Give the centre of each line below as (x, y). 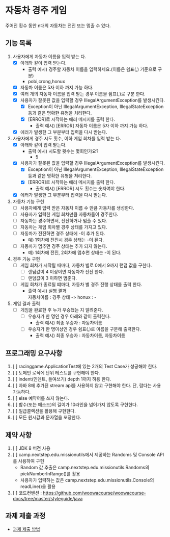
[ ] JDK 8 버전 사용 (32, 448)
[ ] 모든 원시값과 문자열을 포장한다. (47, 417)
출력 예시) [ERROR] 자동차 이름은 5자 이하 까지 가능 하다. (92, 126)
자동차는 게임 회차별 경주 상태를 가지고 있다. (64, 227)
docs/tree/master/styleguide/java (48, 498)
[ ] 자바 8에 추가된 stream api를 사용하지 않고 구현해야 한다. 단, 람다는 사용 (87, 386)
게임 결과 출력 (26, 303)
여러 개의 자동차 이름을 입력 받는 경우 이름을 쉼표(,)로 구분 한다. (83, 94)
